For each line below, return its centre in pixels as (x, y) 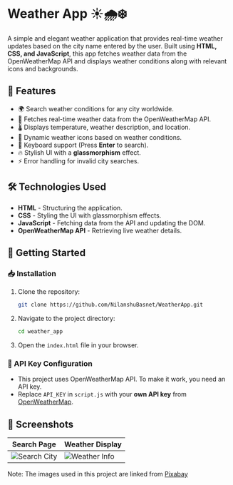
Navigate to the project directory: (66, 319)
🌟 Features (32, 91)
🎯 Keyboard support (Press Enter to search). (83, 145)
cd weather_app (40, 332)
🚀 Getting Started (47, 253)
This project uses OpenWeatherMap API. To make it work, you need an (121, 379)
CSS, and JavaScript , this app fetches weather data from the (97, 53)
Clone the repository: (49, 292)
